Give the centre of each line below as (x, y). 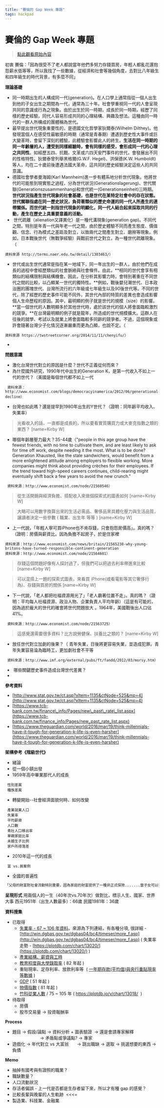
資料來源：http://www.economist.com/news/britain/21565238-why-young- (76, 544)
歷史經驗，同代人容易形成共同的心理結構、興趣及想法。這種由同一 (87, 116)
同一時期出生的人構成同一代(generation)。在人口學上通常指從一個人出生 (84, 98)
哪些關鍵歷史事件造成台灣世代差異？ (50, 670)
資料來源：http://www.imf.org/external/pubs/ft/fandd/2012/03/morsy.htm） (82, 661)
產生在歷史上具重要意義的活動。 (53, 214)
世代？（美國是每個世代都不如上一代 (57, 377)
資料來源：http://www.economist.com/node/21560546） (60, 486)
